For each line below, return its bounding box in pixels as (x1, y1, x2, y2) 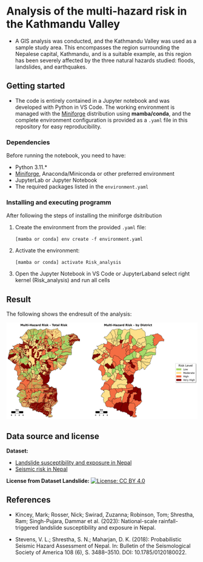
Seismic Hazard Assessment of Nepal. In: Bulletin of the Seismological (15, 542, 191, 549)
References (6, 494, 51, 505)
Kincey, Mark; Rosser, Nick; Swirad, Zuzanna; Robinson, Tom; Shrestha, (15, 511, 195, 518)
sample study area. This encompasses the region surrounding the (15, 44, 180, 51)
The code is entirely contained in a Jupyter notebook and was (15, 97, 170, 104)
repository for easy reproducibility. (15, 123, 102, 130)
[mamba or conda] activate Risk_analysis (15, 260, 121, 266)
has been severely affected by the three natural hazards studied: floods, (15, 57, 196, 64)
